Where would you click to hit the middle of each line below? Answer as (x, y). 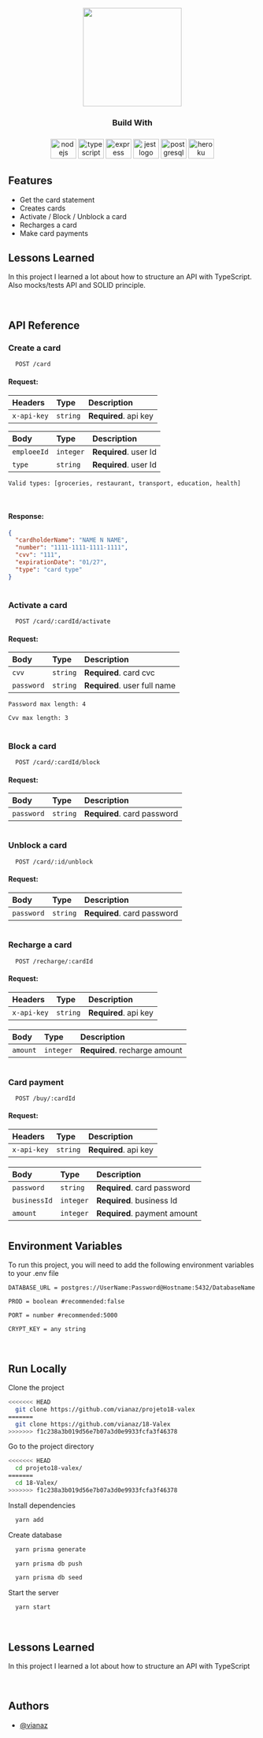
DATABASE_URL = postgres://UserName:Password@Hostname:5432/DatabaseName (132, 1288)
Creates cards (43, 208)
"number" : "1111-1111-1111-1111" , (72, 548)
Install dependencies (42, 1505)
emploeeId (30, 452)
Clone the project (36, 1388)
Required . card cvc (119, 673)
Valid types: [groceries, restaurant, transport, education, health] (125, 483)
